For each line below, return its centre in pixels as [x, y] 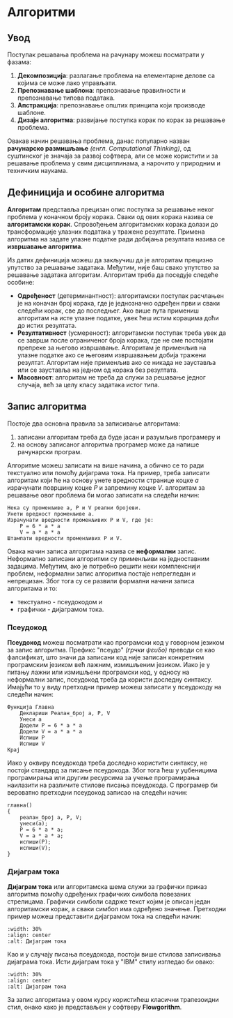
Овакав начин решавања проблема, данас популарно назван [98, 141]
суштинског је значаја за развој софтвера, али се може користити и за [113, 156]
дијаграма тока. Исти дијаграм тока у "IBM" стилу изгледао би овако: [111, 962]
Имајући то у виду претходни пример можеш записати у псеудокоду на [114, 687]
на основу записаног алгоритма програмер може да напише [108, 444]
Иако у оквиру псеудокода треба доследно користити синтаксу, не [107, 763]
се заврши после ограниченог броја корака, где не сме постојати [115, 340]
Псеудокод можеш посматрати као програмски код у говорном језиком [116, 642]
